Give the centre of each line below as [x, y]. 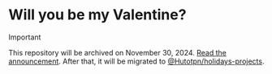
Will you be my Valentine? [97, 15]
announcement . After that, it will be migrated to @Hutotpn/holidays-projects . [136, 61]
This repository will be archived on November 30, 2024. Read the [118, 52]
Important [25, 37]
